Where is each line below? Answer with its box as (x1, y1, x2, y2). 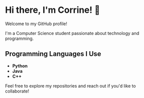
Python (12, 63, 28, 68)
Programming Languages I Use (5, 50, 102, 58)
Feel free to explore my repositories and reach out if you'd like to (5, 83, 136, 89)
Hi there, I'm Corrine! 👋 (5, 4, 100, 16)
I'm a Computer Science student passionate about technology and (5, 30, 140, 36)
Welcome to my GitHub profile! (5, 21, 67, 27)
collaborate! (5, 88, 29, 94)
